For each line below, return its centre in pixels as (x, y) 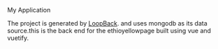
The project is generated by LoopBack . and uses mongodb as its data (107, 23)
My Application (29, 10)
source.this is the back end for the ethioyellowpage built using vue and (109, 31)
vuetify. (18, 38)
